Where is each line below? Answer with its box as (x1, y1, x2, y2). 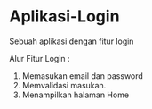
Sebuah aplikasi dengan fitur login (9, 36, 134, 46)
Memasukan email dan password (21, 70, 144, 81)
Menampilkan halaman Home (21, 89, 130, 100)
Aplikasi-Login (9, 6, 120, 27)
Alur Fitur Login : (9, 53, 70, 63)
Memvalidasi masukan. (21, 80, 107, 90)
